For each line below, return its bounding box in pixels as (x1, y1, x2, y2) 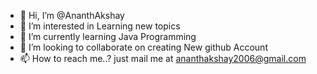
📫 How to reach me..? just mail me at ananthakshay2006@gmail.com (19, 53, 307, 64)
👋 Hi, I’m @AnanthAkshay (19, 10, 125, 21)
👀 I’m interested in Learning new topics (19, 20, 181, 32)
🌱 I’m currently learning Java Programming (19, 31, 197, 42)
